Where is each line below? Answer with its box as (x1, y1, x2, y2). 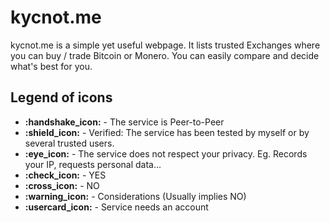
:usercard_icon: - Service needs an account (24, 201, 209, 213)
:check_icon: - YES (24, 169, 107, 181)
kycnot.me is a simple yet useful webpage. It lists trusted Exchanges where (10, 39, 321, 51)
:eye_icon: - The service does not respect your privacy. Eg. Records (24, 147, 308, 160)
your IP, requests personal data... (24, 158, 162, 170)
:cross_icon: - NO (24, 179, 100, 191)
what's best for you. (10, 60, 93, 72)
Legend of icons (10, 89, 113, 106)
